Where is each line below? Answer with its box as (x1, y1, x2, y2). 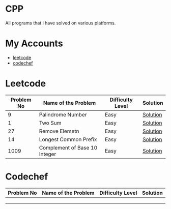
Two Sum (39, 119, 62, 126)
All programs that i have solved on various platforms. (5, 20, 116, 26)
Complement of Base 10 (39, 144, 98, 151)
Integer (39, 151, 56, 158)
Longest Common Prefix (39, 136, 97, 143)
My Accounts (5, 38, 63, 49)
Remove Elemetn (39, 128, 79, 135)
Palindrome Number (39, 111, 88, 118)
